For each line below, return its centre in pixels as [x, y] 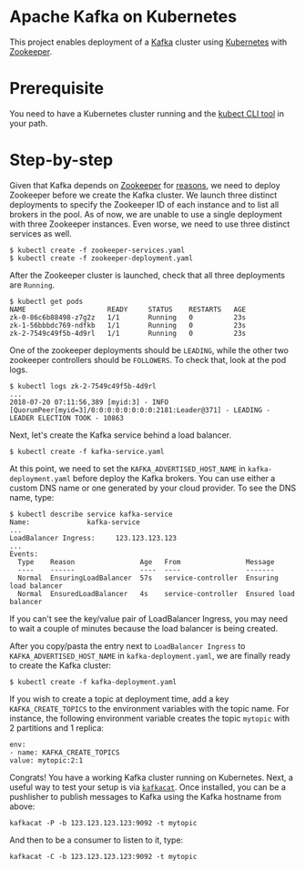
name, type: [32, 497]
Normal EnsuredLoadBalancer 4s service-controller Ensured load [157, 593]
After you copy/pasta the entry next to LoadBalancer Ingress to [127, 646]
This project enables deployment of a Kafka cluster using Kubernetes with [148, 42]
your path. [29, 123]
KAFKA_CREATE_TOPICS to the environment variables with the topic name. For [149, 708]
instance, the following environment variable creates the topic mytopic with [150, 718]
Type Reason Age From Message [146, 561]
